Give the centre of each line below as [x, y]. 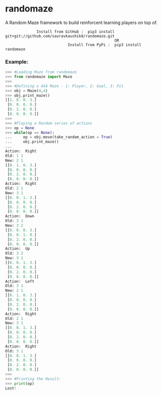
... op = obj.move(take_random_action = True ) [59, 137]
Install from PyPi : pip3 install [104, 45]
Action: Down [20, 216]
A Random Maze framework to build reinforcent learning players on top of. [81, 22]
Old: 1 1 [14, 155]
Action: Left [20, 281]
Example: [17, 61]
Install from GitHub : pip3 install [76, 31]
